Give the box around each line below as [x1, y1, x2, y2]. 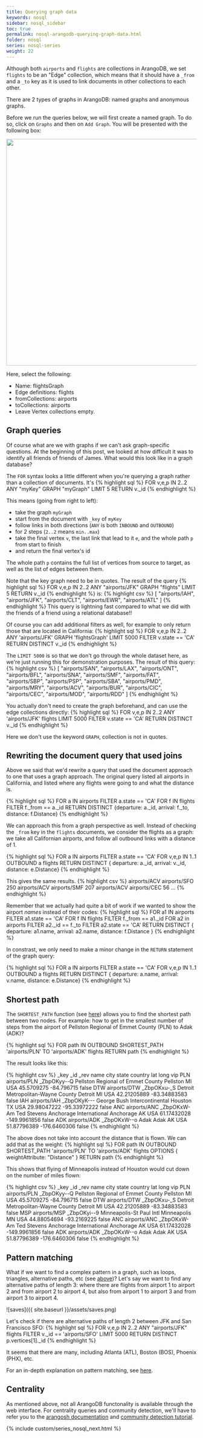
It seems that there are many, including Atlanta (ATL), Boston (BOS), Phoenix [6, 1349, 197, 1356]
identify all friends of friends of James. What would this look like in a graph [6, 454, 193, 461]
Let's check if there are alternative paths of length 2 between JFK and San [6, 1318, 192, 1324]
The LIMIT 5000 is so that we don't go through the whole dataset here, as [6, 652, 188, 659]
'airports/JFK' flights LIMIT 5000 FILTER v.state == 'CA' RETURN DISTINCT [6, 714, 193, 722]
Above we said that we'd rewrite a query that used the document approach [6, 766, 193, 774]
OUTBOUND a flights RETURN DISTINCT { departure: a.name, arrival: [6, 971, 179, 978]
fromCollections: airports [14, 395, 77, 402]
